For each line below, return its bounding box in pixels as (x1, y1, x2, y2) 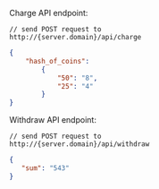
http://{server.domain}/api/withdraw (9, 140, 150, 149)
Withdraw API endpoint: (9, 115, 96, 125)
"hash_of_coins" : (25, 56, 90, 65)
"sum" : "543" (21, 164, 70, 173)
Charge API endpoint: (9, 8, 88, 18)
